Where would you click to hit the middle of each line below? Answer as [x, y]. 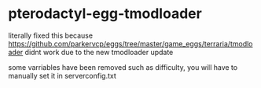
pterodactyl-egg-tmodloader [105, 14]
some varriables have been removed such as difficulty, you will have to [123, 67]
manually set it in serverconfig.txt [62, 75]
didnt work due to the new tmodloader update [99, 52]
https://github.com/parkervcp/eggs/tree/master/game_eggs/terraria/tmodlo [130, 43]
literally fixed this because [50, 35]
